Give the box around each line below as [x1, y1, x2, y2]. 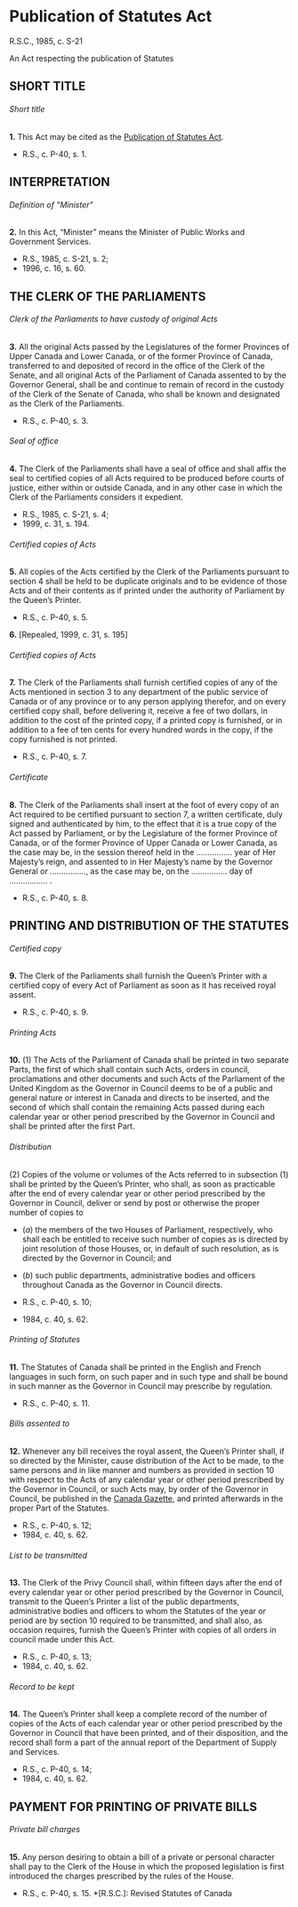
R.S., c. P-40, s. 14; [21, 1764, 93, 1774]
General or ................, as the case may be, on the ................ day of [9, 866, 254, 876]
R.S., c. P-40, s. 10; [21, 1296, 93, 1307]
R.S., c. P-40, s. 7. [21, 751, 87, 762]
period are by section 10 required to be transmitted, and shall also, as [9, 1615, 262, 1626]
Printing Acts [9, 1027, 57, 1038]
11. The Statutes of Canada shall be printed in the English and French [9, 1361, 262, 1373]
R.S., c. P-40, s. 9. [21, 1006, 89, 1017]
